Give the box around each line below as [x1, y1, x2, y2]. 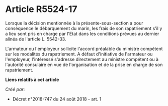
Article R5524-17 [5, 3, 77, 15]
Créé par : [5, 86, 25, 92]
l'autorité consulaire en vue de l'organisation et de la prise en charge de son [5, 61, 163, 67]
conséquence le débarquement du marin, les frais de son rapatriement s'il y [5, 25, 162, 31]
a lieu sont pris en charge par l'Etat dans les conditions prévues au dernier [5, 30, 159, 36]
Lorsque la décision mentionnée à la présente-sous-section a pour [5, 20, 143, 26]
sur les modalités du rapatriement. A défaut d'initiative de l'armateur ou [5, 51, 153, 57]
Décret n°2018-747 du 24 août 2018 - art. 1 [12, 96, 102, 102]
